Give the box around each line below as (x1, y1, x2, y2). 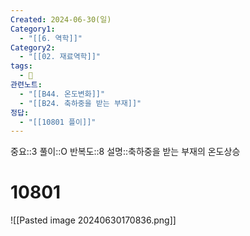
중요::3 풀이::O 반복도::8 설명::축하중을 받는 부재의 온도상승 (10, 146, 241, 158)
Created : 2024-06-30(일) (10, 14, 112, 25)
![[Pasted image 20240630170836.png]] (10, 214, 177, 226)
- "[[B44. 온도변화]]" (19, 89, 106, 99)
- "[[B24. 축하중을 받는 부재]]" (19, 98, 142, 108)
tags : (10, 61, 33, 71)
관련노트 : (10, 80, 43, 90)
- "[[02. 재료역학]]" (19, 52, 102, 62)
